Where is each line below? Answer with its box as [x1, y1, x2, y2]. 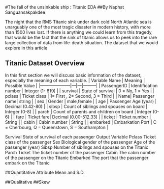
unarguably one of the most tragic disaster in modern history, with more [5, 24, 151, 30]
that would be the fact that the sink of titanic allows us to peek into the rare [5, 34, 157, 40]
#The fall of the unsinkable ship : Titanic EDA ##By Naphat [5, 4, 124, 10]
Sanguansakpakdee [5, 9, 45, 15]
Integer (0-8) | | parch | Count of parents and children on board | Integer [5, 108, 152, 114]
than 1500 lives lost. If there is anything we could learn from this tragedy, [5, 29, 153, 35]
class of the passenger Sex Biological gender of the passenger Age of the [5, 139, 155, 145]
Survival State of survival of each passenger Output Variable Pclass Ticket [5, 134, 156, 139]
